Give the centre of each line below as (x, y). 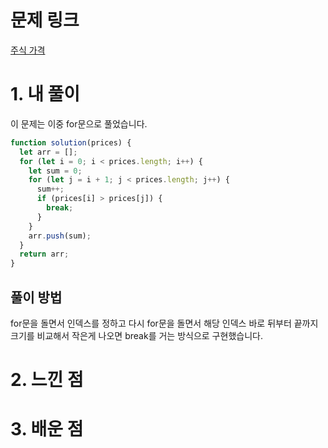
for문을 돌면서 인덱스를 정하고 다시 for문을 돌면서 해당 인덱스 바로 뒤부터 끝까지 (164, 323)
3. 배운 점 (47, 429)
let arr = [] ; (48, 152)
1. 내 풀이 (45, 94)
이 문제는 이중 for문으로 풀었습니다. (79, 123)
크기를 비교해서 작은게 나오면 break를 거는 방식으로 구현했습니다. (136, 335)
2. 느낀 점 (47, 380)
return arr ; (44, 254)
